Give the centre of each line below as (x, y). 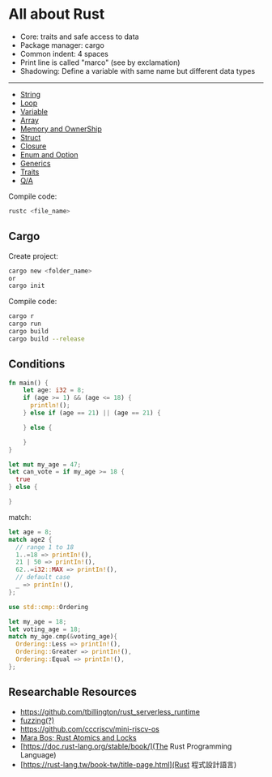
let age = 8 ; (30, 532)
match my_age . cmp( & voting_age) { (63, 637)
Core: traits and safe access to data (79, 36)
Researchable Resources (73, 692)
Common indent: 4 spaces (64, 54)
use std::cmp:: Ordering (49, 607)
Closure (33, 146)
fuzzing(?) (37, 720)
